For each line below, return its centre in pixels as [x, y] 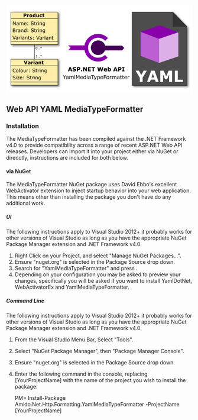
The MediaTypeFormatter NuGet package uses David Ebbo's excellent [92, 185]
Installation [23, 126]
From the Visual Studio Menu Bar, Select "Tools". [74, 340]
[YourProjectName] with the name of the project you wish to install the [100, 380]
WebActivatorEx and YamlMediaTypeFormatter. [72, 287]
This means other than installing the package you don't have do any [89, 197]
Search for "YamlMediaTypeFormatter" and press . [76, 269]
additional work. [26, 203]
